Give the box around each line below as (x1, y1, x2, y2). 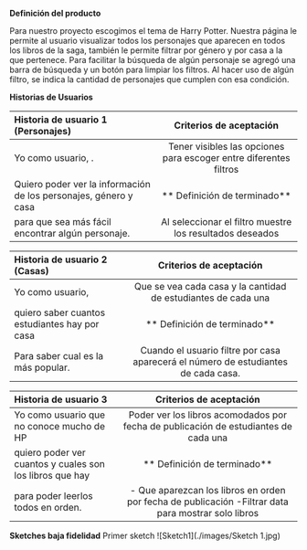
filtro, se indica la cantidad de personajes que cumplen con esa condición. (9, 74, 290, 85)
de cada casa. (180, 367, 240, 379)
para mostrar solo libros (156, 507, 259, 519)
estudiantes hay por (14, 318, 100, 330)
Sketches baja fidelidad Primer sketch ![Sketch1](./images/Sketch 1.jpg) (9, 530, 281, 541)
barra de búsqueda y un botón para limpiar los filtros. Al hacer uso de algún (9, 64, 294, 75)
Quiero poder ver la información (14, 178, 151, 190)
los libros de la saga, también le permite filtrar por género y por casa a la (9, 45, 283, 56)
